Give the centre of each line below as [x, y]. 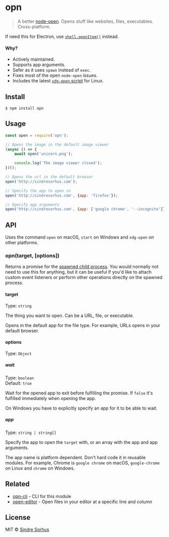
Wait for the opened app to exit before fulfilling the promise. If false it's [79, 393]
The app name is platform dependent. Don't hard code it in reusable [75, 457]
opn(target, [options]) [32, 256]
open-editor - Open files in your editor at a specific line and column [82, 502]
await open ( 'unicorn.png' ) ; [44, 154]
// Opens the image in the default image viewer [57, 145]
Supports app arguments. [39, 65]
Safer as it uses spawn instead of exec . [52, 70]
